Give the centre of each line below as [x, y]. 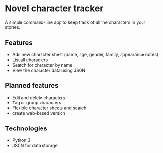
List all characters [30, 60]
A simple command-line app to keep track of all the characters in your [75, 22]
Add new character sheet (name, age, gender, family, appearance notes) [85, 54]
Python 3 [21, 140]
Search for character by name [42, 65]
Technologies [26, 128]
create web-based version [39, 113]
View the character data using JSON [49, 70]
